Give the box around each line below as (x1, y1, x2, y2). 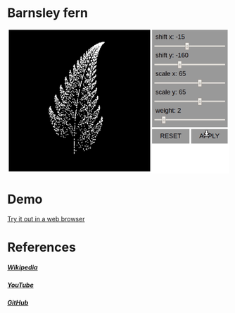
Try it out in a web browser (7, 214, 85, 223)
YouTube (7, 281, 34, 289)
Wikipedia (7, 263, 38, 271)
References (7, 240, 76, 255)
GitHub (7, 298, 29, 307)
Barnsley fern (7, 5, 89, 21)
